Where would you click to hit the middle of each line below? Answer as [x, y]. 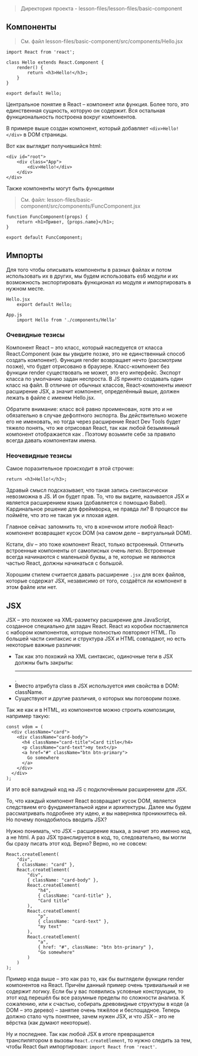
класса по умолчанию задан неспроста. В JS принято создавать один [95, 379]
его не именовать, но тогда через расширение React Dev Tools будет [93, 422]
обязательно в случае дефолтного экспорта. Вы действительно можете [97, 415]
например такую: [28, 716]
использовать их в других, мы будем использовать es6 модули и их [92, 276]
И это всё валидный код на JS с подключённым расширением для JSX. [97, 789]
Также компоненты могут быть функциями [60, 188]
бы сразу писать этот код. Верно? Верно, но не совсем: [77, 844]
